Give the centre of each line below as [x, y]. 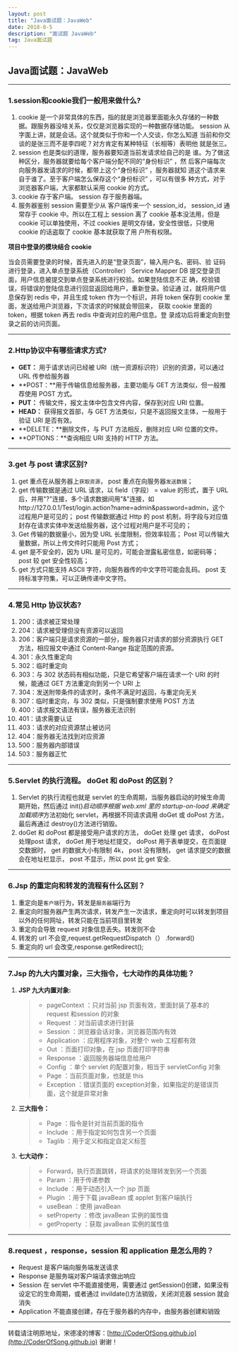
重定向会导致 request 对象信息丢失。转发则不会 [87, 929]
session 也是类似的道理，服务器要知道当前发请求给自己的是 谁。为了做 [121, 153]
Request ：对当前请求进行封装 [90, 1023]
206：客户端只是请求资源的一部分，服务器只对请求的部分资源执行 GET [121, 639]
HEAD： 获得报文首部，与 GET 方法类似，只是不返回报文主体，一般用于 [123, 411]
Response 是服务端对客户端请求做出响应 [77, 1276]
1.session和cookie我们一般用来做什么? [75, 100]
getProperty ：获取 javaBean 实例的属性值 [108, 1224]
